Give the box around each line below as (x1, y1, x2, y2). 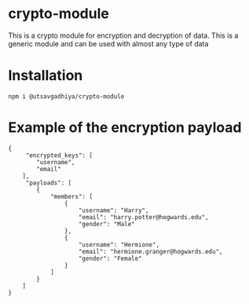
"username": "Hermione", (78, 240, 159, 248)
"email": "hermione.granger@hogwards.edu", (78, 247, 223, 255)
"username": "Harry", (78, 206, 149, 214)
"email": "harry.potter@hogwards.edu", (78, 213, 210, 221)
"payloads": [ (25, 178, 72, 187)
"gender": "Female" (78, 255, 143, 262)
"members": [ (49, 192, 93, 200)
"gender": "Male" (78, 220, 135, 228)
